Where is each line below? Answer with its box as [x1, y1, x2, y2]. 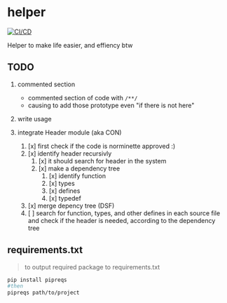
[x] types [48, 179, 75, 187]
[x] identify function [48, 171, 106, 180]
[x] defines [48, 187, 81, 195]
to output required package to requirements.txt [24, 262, 160, 271]
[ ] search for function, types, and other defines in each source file [27, 208, 221, 217]
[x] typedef [48, 194, 82, 202]
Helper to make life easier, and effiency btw [7, 41, 133, 49]
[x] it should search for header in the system [38, 156, 167, 165]
